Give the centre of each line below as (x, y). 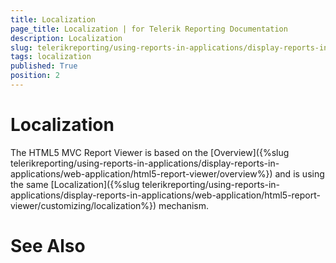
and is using (299, 173)
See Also (48, 246)
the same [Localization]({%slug (75, 184)
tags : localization (51, 57)
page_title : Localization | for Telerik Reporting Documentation (149, 29)
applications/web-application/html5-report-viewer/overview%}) (141, 173)
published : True (44, 66)
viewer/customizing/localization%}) (83, 205)
